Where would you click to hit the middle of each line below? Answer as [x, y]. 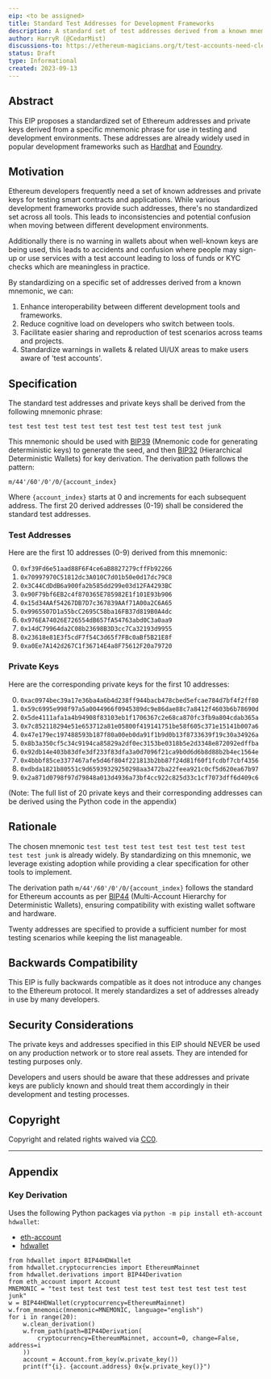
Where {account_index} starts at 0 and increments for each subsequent [127, 497]
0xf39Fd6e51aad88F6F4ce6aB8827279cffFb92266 [96, 569]
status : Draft [32, 53]
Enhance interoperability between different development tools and [130, 307]
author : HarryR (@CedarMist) [57, 38]
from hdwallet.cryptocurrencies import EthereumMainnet [104, 1268]
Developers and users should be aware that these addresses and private [129, 1077]
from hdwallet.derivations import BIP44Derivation [95, 1274]
